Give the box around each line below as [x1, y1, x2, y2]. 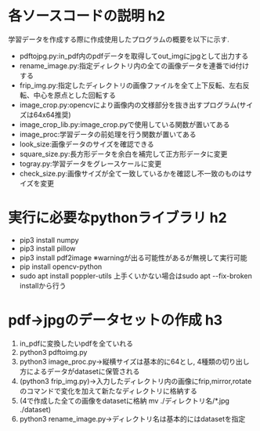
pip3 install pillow [19, 244, 76, 253]
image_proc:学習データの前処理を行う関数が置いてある [19, 129, 197, 139]
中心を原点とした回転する [33, 90, 116, 100]
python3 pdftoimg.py [19, 347, 88, 357]
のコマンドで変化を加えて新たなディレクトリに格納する [19, 386, 198, 396]
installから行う [19, 281, 67, 290]
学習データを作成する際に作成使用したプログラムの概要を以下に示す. [8, 34, 229, 44]
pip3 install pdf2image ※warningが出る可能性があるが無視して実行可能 [19, 252, 248, 263]
